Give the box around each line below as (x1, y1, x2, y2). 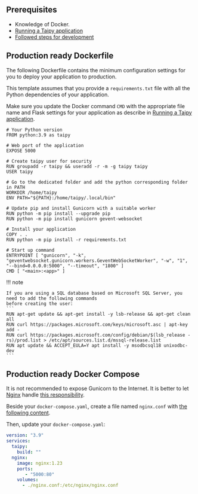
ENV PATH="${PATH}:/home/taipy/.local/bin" (6, 194, 116, 201)
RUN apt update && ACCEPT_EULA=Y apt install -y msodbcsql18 (6, 342, 162, 349)
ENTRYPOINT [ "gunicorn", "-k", (6, 252, 86, 258)
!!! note (6, 278, 24, 286)
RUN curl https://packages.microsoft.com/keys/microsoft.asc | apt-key (6, 321, 188, 328)
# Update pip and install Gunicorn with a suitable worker (6, 205, 156, 211)
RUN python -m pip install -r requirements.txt (6, 236, 127, 243)
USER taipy (6, 169, 33, 175)
